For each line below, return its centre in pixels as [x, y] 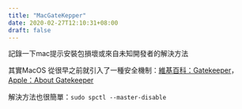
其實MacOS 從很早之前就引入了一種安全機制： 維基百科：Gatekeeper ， [123, 70]
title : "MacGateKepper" [47, 15]
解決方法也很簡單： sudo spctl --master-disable [87, 97]
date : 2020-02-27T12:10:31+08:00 [63, 23]
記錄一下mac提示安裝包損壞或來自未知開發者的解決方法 [98, 54]
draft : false [30, 30]
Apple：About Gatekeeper [51, 81]
